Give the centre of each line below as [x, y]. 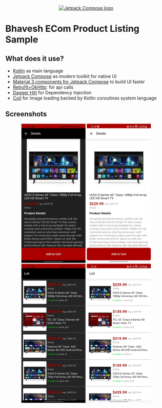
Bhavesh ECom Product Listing [73, 29]
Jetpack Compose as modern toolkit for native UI [65, 76]
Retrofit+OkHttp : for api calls [43, 87]
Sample [22, 40]
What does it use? [35, 58]
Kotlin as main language [38, 71]
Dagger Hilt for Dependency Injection [52, 93]
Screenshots [26, 114]
